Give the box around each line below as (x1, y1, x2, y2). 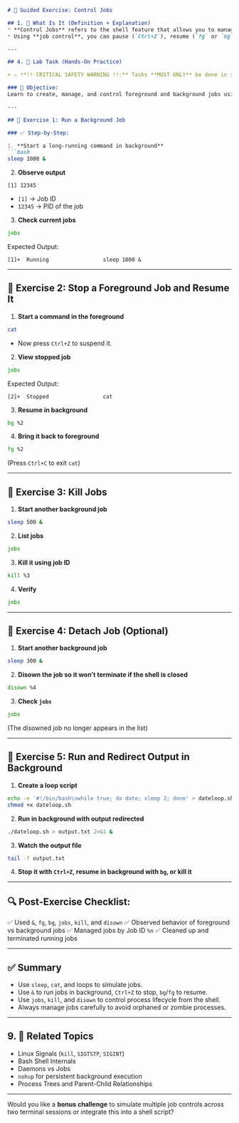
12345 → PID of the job (17, 202, 84, 211)
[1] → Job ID (17, 194, 57, 203)
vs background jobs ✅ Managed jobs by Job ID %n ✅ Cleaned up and (7, 926, 209, 935)
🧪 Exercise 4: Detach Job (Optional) (7, 625, 169, 637)
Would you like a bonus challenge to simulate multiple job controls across (7, 1100, 224, 1108)
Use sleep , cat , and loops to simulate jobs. (17, 981, 143, 988)
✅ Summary (7, 961, 62, 974)
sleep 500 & (7, 519, 43, 526)
